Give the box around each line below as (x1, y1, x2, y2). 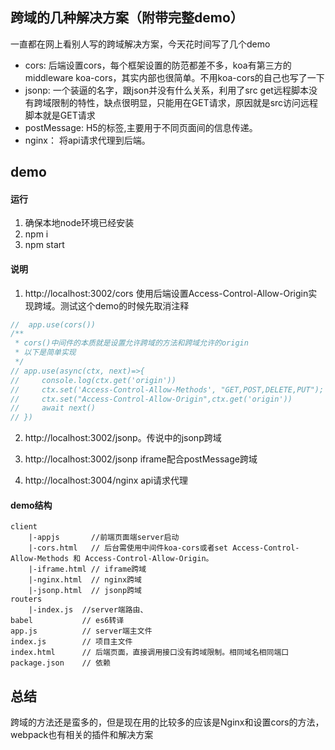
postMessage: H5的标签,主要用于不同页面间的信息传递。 (24, 121, 258, 133)
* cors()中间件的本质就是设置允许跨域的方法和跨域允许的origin (14, 338, 249, 348)
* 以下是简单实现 (14, 348, 77, 358)
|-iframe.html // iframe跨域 (28, 564, 147, 575)
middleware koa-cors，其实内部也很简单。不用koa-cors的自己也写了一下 (24, 71, 325, 83)
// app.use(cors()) (10, 319, 97, 330)
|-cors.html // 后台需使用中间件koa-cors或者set (28, 543, 228, 553)
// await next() (10, 403, 97, 413)
